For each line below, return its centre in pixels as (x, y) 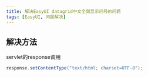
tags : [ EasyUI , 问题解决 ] (36, 17)
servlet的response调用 (33, 57)
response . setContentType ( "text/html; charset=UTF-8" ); (75, 68)
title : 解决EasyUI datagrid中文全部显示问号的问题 (64, 11)
